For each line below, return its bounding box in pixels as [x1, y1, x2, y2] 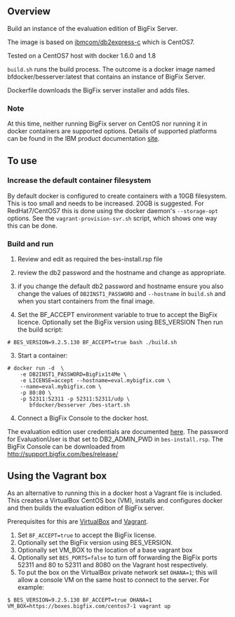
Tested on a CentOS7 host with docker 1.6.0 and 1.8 [7, 51, 156, 60]
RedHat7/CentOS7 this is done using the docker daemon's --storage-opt [7, 206, 219, 215]
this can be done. [7, 221, 58, 230]
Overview [7, 6, 51, 18]
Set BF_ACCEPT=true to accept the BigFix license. [17, 531, 156, 539]
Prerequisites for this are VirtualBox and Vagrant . [7, 517, 149, 525]
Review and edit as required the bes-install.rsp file [17, 255, 163, 264]
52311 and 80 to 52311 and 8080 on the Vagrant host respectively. [17, 560, 208, 569]
